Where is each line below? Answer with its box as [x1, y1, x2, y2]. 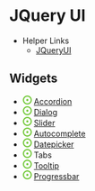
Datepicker [33, 139, 74, 150]
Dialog [33, 106, 58, 117]
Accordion [33, 95, 73, 106]
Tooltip [33, 159, 60, 171]
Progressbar [33, 170, 80, 181]
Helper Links [22, 35, 70, 46]
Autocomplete [33, 128, 86, 139]
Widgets [9, 71, 58, 86]
